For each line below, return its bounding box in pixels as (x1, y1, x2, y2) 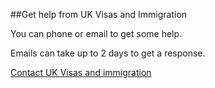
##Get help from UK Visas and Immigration (10, 9, 188, 20)
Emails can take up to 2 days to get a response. (10, 47, 206, 59)
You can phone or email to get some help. (10, 28, 183, 39)
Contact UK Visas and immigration (10, 67, 152, 78)
